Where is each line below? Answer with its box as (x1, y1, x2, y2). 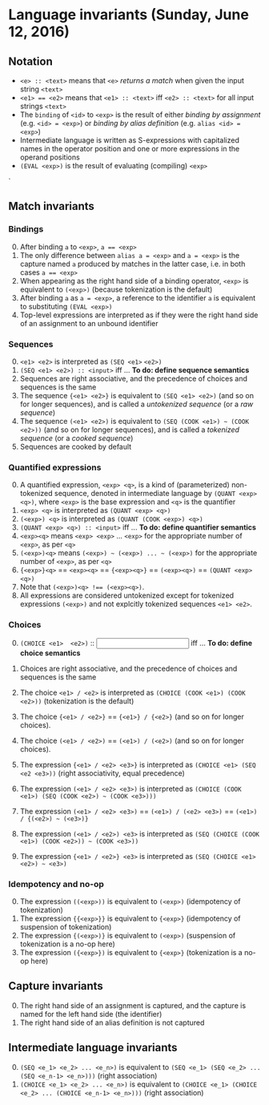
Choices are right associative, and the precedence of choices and (19, 663, 238, 673)
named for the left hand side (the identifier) (19, 1009, 163, 1018)
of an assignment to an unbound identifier (19, 318, 159, 328)
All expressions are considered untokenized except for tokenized (19, 591, 235, 600)
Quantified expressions (8, 462, 102, 473)
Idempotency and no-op (8, 878, 104, 889)
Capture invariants (8, 979, 104, 993)
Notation (8, 54, 54, 68)
